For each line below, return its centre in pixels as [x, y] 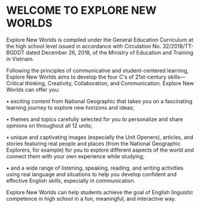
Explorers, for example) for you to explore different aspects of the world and [100, 150]
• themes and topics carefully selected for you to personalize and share [95, 119]
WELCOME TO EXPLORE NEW [81, 10]
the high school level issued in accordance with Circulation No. [84, 46]
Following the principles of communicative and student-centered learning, [98, 70]
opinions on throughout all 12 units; [49, 125]
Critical [15, 83]
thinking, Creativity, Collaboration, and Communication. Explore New [110, 83]
